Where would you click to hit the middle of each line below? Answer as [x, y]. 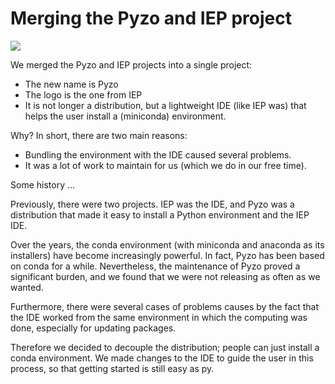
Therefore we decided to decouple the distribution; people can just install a [165, 347]
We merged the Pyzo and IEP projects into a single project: [131, 64]
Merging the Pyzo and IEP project [151, 18]
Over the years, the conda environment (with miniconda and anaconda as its [167, 244]
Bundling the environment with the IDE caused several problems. [158, 154]
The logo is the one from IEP [83, 94]
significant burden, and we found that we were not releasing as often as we [165, 276]
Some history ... [43, 184]
